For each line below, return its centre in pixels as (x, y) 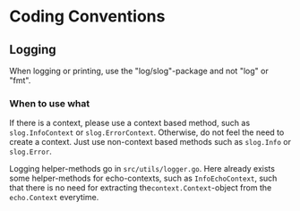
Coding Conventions (87, 17)
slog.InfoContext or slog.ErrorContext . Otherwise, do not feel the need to (147, 132)
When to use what (50, 103)
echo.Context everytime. (54, 198)
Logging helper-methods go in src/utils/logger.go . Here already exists (142, 169)
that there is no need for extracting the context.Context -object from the (141, 188)
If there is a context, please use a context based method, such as (130, 123)
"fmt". (20, 80)
